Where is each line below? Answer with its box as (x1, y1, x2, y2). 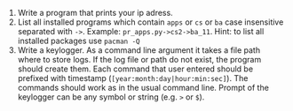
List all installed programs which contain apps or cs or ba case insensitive (17, 17, 284, 27)
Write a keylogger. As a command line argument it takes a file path (17, 45, 260, 55)
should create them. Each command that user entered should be (17, 63, 254, 74)
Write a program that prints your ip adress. (17, 8, 173, 18)
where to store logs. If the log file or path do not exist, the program (17, 55, 262, 64)
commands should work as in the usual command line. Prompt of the (17, 83, 269, 92)
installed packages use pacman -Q (17, 35, 140, 46)
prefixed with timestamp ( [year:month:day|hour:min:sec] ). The (17, 73, 249, 83)
